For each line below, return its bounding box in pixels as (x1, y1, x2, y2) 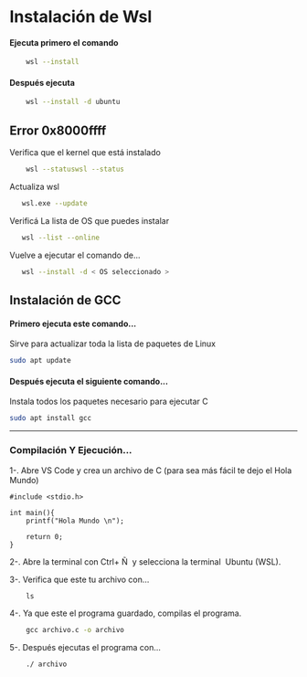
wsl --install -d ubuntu (26, 98, 121, 107)
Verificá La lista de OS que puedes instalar (9, 215, 170, 226)
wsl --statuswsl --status (26, 164, 125, 175)
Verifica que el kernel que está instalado (9, 147, 162, 158)
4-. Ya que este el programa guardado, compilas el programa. (9, 608, 242, 619)
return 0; (26, 532, 64, 541)
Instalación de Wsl (9, 6, 153, 27)
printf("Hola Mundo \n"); (26, 516, 125, 525)
